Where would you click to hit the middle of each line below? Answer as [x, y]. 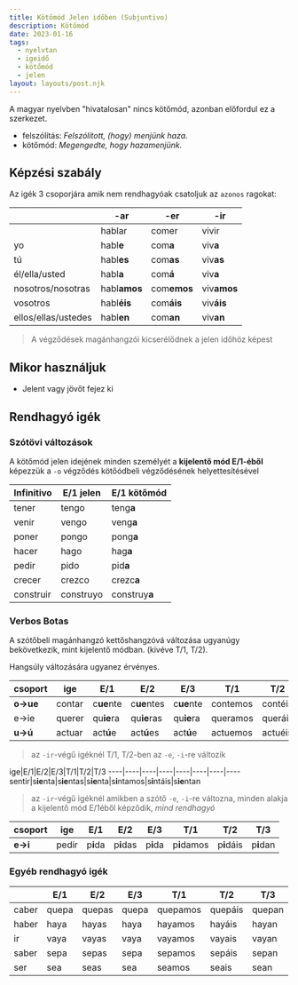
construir [32, 594]
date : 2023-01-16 [41, 34]
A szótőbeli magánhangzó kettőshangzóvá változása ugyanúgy [125, 640]
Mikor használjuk [58, 367]
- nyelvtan [37, 51]
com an [165, 318]
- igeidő [33, 59]
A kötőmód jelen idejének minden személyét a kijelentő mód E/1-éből [136, 461]
